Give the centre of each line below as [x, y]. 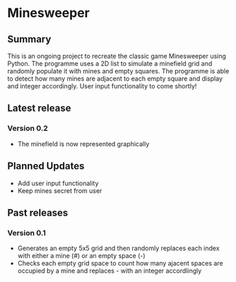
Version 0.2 [28, 129]
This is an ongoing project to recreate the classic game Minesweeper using [117, 56]
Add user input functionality [58, 183]
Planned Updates [46, 166]
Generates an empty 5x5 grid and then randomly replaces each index [119, 248]
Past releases [38, 212]
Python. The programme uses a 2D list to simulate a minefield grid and [110, 64]
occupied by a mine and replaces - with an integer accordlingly [110, 271]
